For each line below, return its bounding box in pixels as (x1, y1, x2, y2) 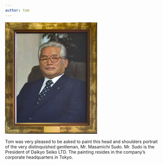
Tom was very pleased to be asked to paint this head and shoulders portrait (5, 139, 158, 144)
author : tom (5, 8, 29, 13)
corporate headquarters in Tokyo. (5, 154, 73, 160)
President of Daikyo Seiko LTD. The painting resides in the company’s (5, 149, 146, 155)
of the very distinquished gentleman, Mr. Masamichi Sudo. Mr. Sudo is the (5, 143, 155, 149)
